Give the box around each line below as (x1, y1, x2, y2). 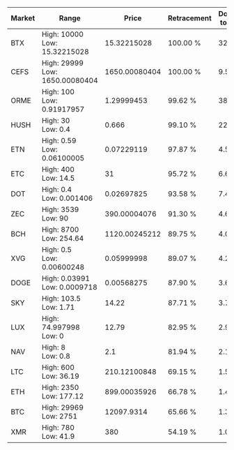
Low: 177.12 (41, 391, 84, 400)
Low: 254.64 (41, 234, 84, 243)
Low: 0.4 (41, 125, 71, 134)
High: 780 (41, 423, 75, 432)
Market (10, 13, 36, 23)
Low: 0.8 (41, 352, 71, 361)
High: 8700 (41, 225, 79, 234)
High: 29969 (41, 403, 84, 412)
